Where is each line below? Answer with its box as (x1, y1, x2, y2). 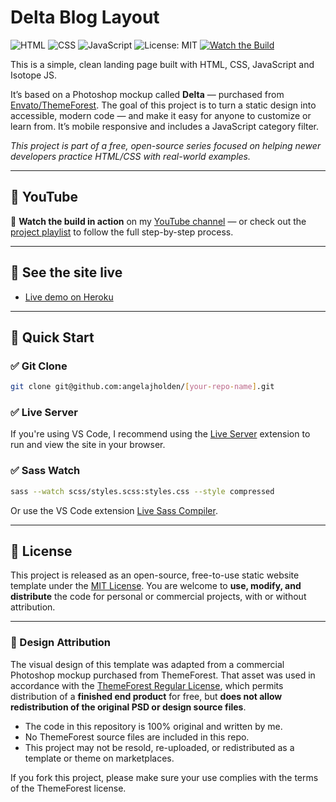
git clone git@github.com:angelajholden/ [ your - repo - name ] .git (10, 382, 275, 392)
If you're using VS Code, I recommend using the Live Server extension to (10, 428, 311, 440)
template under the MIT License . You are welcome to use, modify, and (10, 580, 302, 592)
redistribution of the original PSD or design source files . (10, 701, 247, 713)
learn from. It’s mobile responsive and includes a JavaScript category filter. (10, 120, 320, 132)
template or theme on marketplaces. (24, 752, 175, 764)
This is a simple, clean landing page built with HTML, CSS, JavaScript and (10, 58, 315, 70)
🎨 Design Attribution (10, 636, 112, 650)
